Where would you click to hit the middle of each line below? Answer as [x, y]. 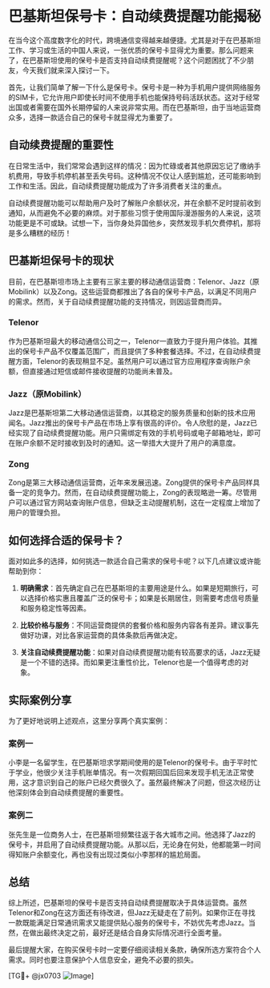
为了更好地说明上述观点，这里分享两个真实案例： [89, 721]
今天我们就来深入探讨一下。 [68, 70]
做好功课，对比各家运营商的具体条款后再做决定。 [101, 635]
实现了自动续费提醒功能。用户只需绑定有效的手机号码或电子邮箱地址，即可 [138, 433]
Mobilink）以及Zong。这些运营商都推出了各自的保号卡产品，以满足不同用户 [133, 291]
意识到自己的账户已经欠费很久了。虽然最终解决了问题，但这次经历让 [148, 783]
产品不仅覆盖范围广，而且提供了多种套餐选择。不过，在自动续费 [148, 351]
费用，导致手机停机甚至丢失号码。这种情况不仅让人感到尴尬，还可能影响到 [138, 175]
